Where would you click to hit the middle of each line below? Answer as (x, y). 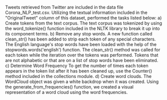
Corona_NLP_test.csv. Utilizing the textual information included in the (76, 12)
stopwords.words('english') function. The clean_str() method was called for (83, 50)
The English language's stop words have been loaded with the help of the (81, 44)
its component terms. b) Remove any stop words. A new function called (79, 34)
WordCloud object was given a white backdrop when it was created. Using (82, 81)
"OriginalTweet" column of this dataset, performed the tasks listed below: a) (83, 18)
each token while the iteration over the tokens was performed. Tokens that (82, 55)
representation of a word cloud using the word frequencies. (66, 92)
